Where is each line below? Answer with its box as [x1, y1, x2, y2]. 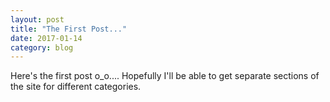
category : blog [10, 42, 74, 53]
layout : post [10, 14, 65, 25]
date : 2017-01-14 [10, 33, 83, 43]
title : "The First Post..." [10, 24, 128, 34]
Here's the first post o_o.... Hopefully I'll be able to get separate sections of [10, 70, 320, 82]
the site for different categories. [10, 81, 142, 93]
